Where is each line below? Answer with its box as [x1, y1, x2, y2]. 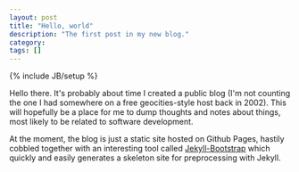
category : [9, 37, 46, 47]
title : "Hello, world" [9, 21, 94, 30]
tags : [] [9, 46, 42, 55]
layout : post [9, 12, 58, 22]
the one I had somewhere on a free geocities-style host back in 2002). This [9, 97, 287, 108]
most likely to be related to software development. [9, 117, 194, 127]
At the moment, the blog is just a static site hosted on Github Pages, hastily [9, 134, 285, 144]
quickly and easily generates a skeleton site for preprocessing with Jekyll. [9, 152, 281, 163]
